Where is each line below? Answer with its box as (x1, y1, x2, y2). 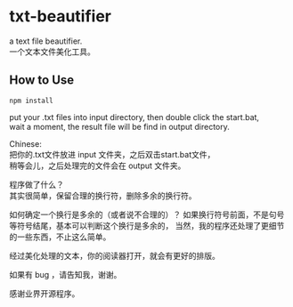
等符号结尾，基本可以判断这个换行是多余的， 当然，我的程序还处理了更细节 (9, 220, 285, 230)
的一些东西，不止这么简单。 (9, 231, 111, 242)
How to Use (9, 73, 75, 88)
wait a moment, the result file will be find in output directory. (9, 121, 230, 132)
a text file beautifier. (9, 36, 83, 46)
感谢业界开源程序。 (9, 287, 80, 299)
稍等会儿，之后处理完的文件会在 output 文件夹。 (9, 160, 186, 171)
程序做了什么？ (9, 179, 64, 190)
